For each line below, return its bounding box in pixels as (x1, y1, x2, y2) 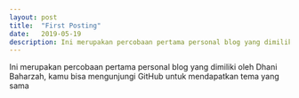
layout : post (9, 12, 58, 22)
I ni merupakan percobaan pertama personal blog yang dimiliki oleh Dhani (9, 62, 278, 72)
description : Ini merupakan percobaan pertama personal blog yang (9, 37, 261, 47)
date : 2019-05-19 (9, 29, 82, 38)
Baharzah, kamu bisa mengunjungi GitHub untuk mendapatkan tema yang (9, 72, 279, 82)
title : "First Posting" (9, 21, 101, 30)
